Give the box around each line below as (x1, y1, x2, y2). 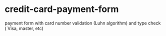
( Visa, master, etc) (4, 25, 43, 31)
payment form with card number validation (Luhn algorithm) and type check (4, 20, 161, 26)
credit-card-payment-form (4, 3, 119, 15)
